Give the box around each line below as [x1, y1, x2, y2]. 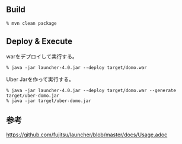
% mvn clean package [6, 20, 58, 26]
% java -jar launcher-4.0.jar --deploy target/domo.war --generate [6, 87, 177, 93]
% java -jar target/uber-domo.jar [6, 97, 92, 104]
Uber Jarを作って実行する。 [6, 76, 74, 83]
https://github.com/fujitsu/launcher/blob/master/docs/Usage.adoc [6, 131, 168, 138]
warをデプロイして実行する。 [6, 53, 78, 60]
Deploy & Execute [6, 37, 73, 47]
